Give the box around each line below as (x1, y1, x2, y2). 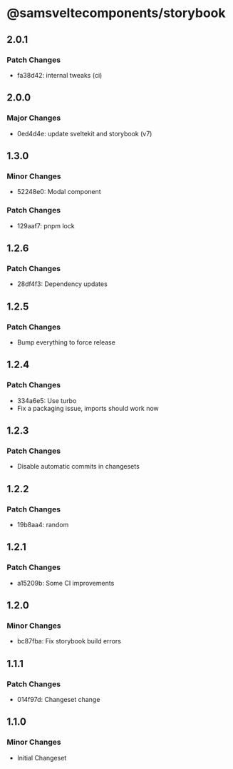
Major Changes (6, 113, 61, 123)
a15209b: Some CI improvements (16, 579, 115, 587)
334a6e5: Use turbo (16, 396, 77, 404)
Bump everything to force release (16, 337, 115, 347)
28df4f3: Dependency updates (16, 280, 108, 288)
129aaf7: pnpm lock (16, 221, 76, 230)
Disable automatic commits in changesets (16, 462, 140, 471)
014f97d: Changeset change (16, 696, 100, 704)
